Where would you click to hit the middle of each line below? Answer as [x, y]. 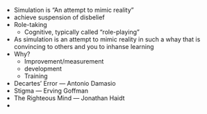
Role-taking [30, 25]
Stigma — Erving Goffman [51, 91]
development [43, 69]
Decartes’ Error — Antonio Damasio [65, 83]
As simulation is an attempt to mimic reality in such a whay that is [107, 39]
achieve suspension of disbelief [59, 17]
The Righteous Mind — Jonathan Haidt [69, 98]
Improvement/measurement [64, 61]
